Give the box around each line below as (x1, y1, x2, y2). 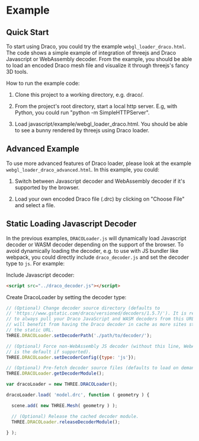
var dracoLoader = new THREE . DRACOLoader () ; (6, 381, 118, 388)
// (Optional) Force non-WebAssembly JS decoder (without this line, (6, 343, 182, 349)
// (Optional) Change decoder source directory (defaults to (6, 305, 161, 311)
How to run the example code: (6, 80, 80, 87)
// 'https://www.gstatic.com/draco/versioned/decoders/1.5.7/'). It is (6, 310, 187, 316)
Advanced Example (6, 144, 80, 154)
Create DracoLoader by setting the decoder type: (6, 293, 127, 300)
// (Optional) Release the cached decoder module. (11, 413, 139, 419)
